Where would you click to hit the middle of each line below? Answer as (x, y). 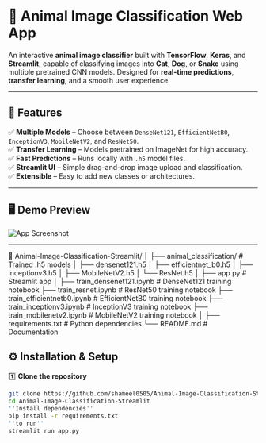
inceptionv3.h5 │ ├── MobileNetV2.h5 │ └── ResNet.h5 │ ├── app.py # (127, 272)
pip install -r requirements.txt (63, 416)
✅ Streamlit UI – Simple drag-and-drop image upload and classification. (125, 167)
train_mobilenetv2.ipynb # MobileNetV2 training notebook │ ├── (114, 315)
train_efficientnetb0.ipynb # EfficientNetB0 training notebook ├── (116, 298)
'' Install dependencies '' (51, 409)
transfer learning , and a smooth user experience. (89, 80)
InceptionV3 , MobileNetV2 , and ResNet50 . (74, 141)
